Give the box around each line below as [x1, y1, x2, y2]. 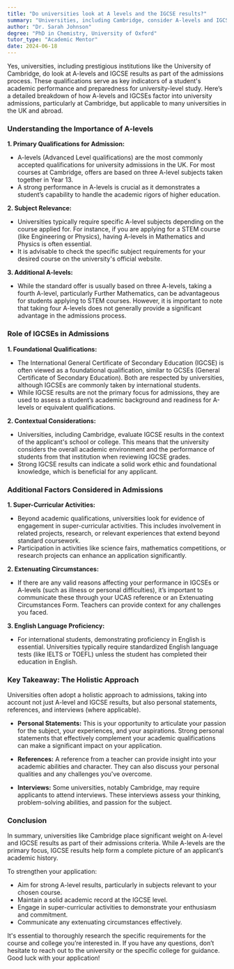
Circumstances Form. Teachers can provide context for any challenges [17, 601, 221, 609]
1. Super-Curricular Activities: [7, 501, 95, 509]
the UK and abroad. [7, 106, 63, 115]
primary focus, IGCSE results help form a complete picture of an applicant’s [7, 847, 224, 855]
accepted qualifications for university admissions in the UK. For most [17, 161, 215, 169]
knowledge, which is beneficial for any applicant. [17, 467, 158, 475]
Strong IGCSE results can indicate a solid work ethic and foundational [17, 459, 217, 468]
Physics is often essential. [17, 240, 93, 248]
